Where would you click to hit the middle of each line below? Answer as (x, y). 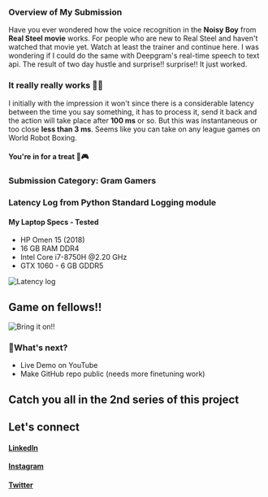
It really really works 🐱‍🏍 (56, 85)
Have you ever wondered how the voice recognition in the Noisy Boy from (132, 30)
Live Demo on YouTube (59, 365)
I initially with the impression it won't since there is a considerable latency (131, 103)
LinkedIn (24, 447)
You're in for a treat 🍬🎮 (49, 157)
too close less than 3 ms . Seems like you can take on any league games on (134, 129)
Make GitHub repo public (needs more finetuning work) (112, 374)
